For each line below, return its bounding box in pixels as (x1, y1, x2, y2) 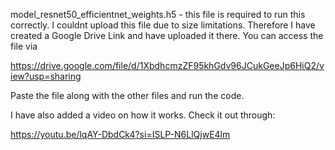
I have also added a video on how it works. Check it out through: (10, 109, 276, 121)
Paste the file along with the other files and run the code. (10, 90, 245, 101)
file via (10, 40, 38, 52)
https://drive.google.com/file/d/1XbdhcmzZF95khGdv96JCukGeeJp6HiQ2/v (10, 60, 325, 71)
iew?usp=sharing (10, 70, 82, 82)
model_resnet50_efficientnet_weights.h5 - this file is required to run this (10, 9, 306, 20)
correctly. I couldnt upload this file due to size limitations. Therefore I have (10, 19, 316, 31)
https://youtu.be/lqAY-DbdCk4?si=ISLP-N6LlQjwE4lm (10, 129, 231, 140)
